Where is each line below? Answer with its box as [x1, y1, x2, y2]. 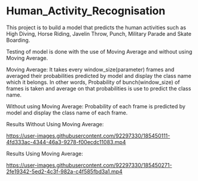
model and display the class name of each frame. [6, 109, 128, 116]
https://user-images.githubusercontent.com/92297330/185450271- [6, 161, 172, 168]
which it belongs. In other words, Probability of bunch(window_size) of [6, 79, 181, 86]
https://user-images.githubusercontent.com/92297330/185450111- [6, 132, 170, 139]
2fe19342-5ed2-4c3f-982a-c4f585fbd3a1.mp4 [6, 168, 123, 175]
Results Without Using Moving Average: [6, 120, 104, 127]
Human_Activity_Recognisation [6, 4, 166, 18]
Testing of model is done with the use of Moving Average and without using [6, 48, 193, 55]
